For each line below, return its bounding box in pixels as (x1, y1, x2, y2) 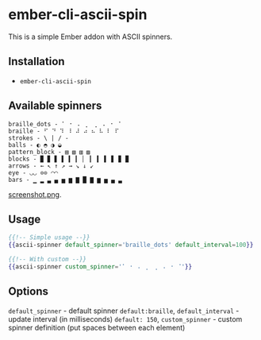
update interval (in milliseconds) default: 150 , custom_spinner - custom (8, 314, 243, 323)
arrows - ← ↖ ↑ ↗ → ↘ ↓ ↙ (8, 161, 94, 170)
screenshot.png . (8, 189, 62, 199)
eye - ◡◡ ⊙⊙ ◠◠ (8, 168, 59, 176)
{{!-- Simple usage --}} (8, 234, 90, 241)
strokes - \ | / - (8, 133, 69, 142)
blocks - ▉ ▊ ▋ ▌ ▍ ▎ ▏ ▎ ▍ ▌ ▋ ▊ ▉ (8, 155, 129, 163)
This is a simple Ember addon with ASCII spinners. (8, 32, 173, 41)
